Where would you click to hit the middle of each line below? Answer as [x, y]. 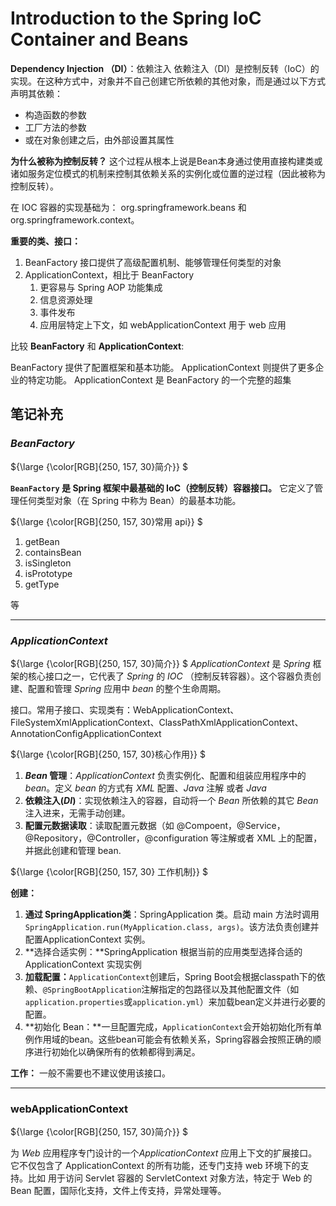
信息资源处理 [66, 299]
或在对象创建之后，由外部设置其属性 [99, 139]
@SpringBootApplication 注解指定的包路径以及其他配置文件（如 [171, 989]
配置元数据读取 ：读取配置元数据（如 [99, 825]
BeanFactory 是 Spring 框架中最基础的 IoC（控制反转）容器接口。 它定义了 [162, 488]
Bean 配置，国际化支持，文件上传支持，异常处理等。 [118, 1191]
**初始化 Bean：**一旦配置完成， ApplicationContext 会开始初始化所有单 [173, 1026]
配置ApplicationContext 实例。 [87, 939]
